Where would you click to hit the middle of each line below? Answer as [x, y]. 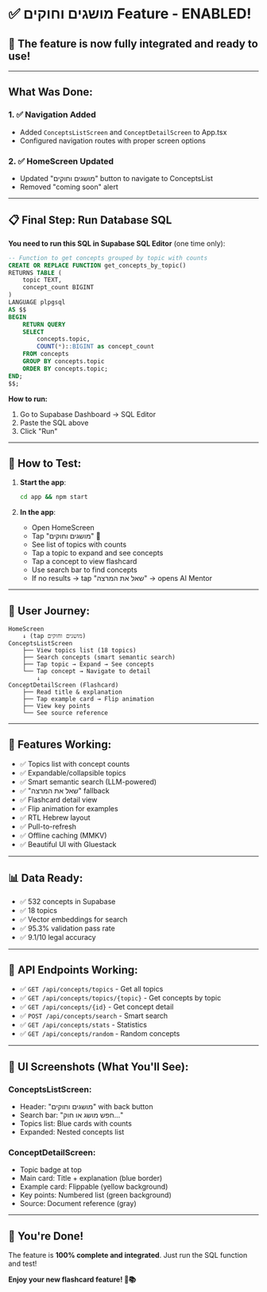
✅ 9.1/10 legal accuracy [58, 937]
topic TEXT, [42, 280]
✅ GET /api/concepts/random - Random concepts [100, 1034]
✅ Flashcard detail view [58, 799]
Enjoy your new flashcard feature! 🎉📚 [72, 1279]
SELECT [33, 332]
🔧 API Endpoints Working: [73, 970]
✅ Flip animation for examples [69, 808]
